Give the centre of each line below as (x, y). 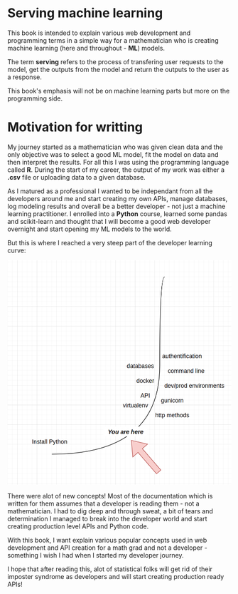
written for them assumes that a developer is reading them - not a (104, 503)
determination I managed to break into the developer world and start (107, 518)
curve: (17, 250)
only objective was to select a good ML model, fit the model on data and (113, 154)
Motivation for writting (75, 127)
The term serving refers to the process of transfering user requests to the (115, 61)
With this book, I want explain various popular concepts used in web (107, 540)
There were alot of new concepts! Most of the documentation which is (110, 496)
